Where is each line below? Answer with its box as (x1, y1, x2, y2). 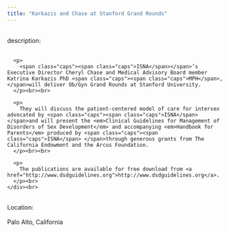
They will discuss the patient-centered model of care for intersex (19, 105, 220, 112)
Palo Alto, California (7, 218, 63, 226)
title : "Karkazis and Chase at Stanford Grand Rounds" (7, 10, 168, 17)
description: (7, 36, 41, 45)
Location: (7, 203, 34, 211)
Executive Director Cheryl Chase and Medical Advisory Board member (7, 69, 208, 76)
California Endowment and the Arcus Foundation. (7, 141, 149, 148)
